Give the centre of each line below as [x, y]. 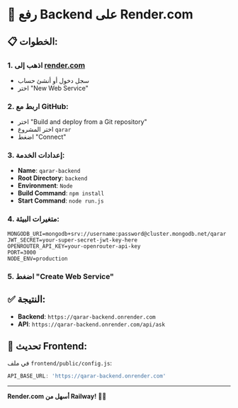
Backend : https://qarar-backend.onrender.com [86, 316]
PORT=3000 [22, 252]
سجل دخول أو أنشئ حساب [53, 80]
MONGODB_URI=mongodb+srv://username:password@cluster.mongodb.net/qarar [117, 234]
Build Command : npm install [61, 193]
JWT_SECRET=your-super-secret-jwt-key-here [73, 240]
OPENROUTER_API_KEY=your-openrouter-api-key [74, 246]
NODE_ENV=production [38, 259]
